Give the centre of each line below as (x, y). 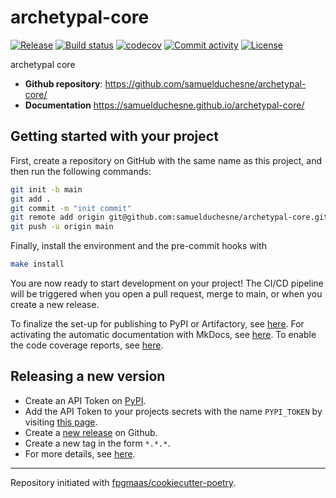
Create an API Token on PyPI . (85, 400)
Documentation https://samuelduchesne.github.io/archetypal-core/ (164, 105)
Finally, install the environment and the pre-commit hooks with (138, 246)
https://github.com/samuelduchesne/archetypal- (205, 83)
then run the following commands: (81, 171)
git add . (31, 199)
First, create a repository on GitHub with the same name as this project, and (166, 160)
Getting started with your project (114, 136)
